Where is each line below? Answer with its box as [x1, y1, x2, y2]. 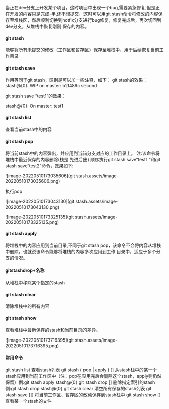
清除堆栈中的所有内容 [5, 303, 49, 309]
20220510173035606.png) [5, 178, 60, 184]
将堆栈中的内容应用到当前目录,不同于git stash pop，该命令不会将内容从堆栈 [5, 242, 161, 248]
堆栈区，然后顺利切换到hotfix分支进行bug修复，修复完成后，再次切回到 [14, 17, 162, 23]
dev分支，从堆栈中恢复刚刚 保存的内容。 [5, 23, 90, 29]
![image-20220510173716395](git [5, 337, 74, 343]
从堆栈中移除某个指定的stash [5, 280, 65, 286]
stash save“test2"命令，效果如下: [5, 163, 74, 169]
